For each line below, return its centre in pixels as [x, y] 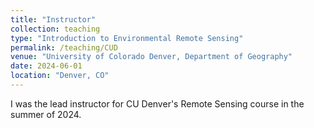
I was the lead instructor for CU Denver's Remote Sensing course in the [157, 103]
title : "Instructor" [53, 19]
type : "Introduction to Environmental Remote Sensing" [127, 38]
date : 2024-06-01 [46, 66]
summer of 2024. [46, 114]
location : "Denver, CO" [60, 76]
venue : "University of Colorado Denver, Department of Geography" [151, 57]
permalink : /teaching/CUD [64, 47]
